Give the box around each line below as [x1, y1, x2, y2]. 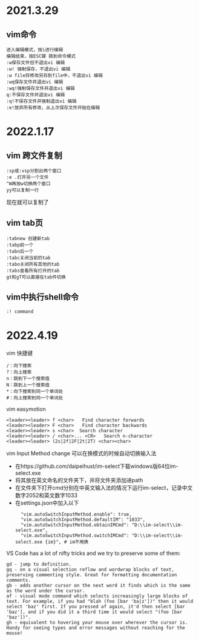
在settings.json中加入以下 [15, 499, 79, 506]
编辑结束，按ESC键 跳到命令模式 [6, 53, 76, 59]
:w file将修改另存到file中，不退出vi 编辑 [6, 73, 103, 79]
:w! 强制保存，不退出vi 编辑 [6, 66, 71, 72]
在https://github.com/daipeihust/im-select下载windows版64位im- [15, 462, 178, 470]
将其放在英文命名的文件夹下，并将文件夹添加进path [15, 476, 143, 484]
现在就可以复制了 [6, 199, 49, 206]
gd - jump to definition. [6, 561, 71, 567]
